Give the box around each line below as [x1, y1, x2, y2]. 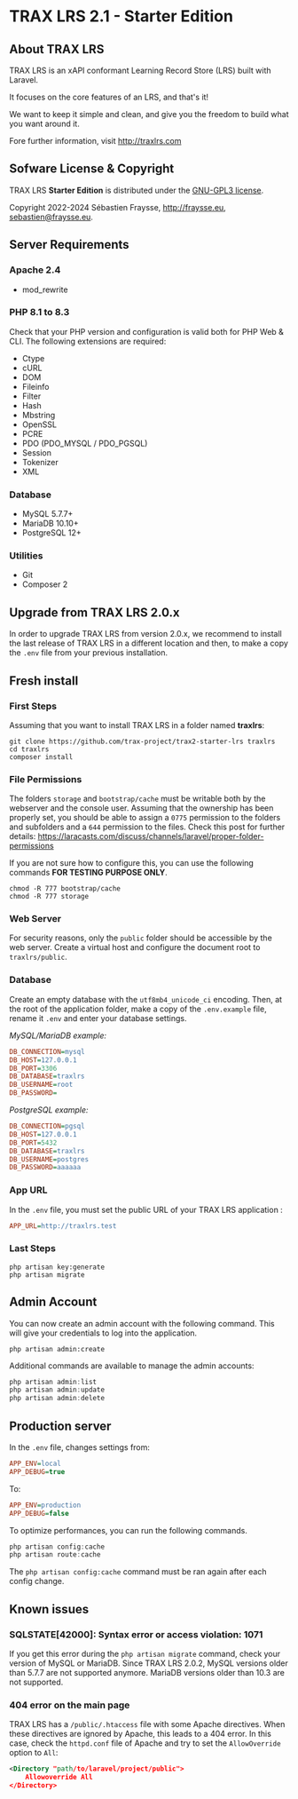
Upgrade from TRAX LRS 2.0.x [9, 605, 180, 620]
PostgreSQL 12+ [21, 527, 82, 538]
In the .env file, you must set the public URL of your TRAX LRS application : [9, 1204, 284, 1215]
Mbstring [21, 409, 56, 420]
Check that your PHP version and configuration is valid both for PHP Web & [9, 326, 284, 337]
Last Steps [9, 1242, 56, 1255]
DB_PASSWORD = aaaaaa [9, 1163, 82, 1172]
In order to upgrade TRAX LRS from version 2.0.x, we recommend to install [9, 629, 282, 639]
